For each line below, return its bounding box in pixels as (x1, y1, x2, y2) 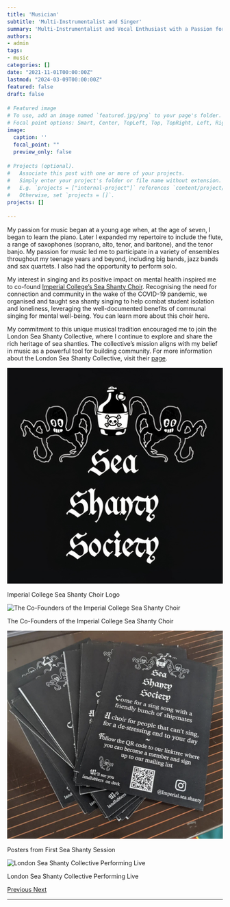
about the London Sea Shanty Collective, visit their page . (7, 354, 168, 362)
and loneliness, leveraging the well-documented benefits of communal (7, 305, 207, 313)
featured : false (7, 83, 53, 90)
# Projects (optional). (7, 163, 75, 170)
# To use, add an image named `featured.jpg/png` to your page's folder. (7, 112, 222, 119)
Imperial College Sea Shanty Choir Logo (7, 591, 120, 599)
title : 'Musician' (7, 11, 60, 18)
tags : (7, 47, 23, 54)
